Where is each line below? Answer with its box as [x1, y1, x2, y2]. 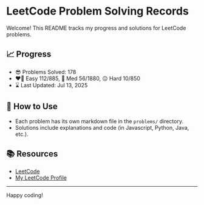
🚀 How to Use [6, 101, 58, 112]
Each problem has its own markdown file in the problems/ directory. [15, 117, 184, 125]
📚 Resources [6, 149, 58, 159]
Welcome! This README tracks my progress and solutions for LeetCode [6, 24, 186, 32]
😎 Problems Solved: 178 [15, 68, 76, 75]
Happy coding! [6, 192, 44, 199]
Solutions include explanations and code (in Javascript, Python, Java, [15, 124, 189, 131]
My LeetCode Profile [15, 174, 67, 181]
